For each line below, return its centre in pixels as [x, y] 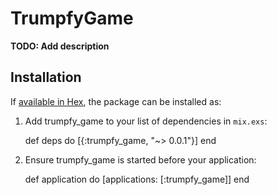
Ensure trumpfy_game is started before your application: [140, 159]
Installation [46, 77]
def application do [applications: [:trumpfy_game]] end [137, 179]
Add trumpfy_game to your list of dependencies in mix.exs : [146, 121]
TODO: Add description [60, 46]
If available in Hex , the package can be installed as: [116, 101]
